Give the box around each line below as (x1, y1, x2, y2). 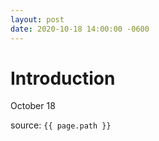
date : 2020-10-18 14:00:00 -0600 (10, 24, 150, 34)
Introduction (10, 67, 116, 90)
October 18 (10, 100, 56, 112)
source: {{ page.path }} (10, 119, 112, 131)
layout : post (10, 14, 65, 25)
